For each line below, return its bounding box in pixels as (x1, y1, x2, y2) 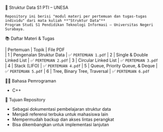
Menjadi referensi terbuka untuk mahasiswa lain (12, 112, 109, 117)
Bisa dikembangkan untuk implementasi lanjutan (12, 122, 109, 127)
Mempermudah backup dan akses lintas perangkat (12, 116, 114, 122)
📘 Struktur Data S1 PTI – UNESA (5, 5, 69, 10)
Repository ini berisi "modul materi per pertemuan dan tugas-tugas (5, 14, 147, 19)
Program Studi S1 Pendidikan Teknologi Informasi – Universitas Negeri (5, 22, 153, 27)
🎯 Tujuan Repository (5, 97, 46, 102)
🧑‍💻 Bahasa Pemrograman (5, 78, 56, 83)
